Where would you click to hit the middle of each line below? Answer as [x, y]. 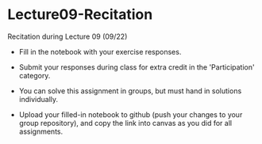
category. [35, 75]
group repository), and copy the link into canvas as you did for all [125, 123]
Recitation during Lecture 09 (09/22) [67, 36]
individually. [39, 99]
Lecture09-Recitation [80, 15]
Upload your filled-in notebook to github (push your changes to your [131, 114]
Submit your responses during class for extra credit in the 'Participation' [137, 67]
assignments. [41, 131]
